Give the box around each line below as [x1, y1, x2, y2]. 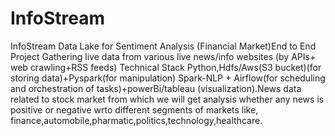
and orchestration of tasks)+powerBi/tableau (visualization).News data [10, 82, 302, 94]
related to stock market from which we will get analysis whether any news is [10, 93, 325, 105]
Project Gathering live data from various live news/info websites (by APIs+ [10, 50, 317, 62]
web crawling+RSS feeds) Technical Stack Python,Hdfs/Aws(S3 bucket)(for [10, 61, 322, 73]
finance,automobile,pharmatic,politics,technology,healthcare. [10, 114, 263, 126]
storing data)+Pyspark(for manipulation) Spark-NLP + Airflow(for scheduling [10, 72, 326, 84]
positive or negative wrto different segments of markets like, [10, 103, 259, 116]
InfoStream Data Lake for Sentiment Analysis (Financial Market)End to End [10, 40, 317, 52]
